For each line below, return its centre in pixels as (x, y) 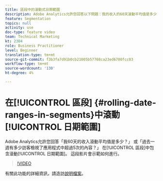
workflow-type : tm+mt (27, 64)
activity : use (19, 28)
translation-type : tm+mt (30, 55)
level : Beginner (21, 50)
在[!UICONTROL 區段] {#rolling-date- (81, 103)
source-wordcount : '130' (30, 69)
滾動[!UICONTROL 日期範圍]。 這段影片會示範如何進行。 (65, 153)
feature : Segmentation (28, 18)
